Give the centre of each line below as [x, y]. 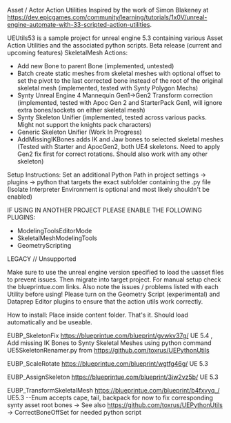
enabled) [20, 197]
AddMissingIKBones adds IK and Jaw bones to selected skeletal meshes [120, 139]
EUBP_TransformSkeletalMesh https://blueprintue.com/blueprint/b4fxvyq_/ [113, 390]
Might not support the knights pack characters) [84, 125]
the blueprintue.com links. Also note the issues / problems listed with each [113, 287]
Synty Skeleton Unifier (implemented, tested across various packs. [112, 117]
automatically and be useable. [50, 322]
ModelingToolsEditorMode [54, 231]
